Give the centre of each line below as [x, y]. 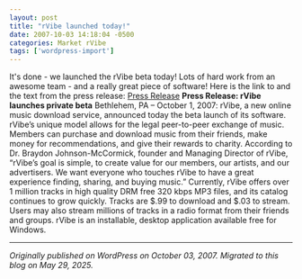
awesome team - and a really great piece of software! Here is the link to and [150, 86]
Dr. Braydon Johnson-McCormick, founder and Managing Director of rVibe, [149, 153]
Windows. [28, 229]
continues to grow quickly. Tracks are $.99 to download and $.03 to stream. [150, 201]
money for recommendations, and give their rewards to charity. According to [151, 144]
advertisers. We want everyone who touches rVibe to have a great [132, 173]
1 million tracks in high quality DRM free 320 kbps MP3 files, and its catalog [149, 192]
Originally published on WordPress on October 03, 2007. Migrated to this [144, 256]
